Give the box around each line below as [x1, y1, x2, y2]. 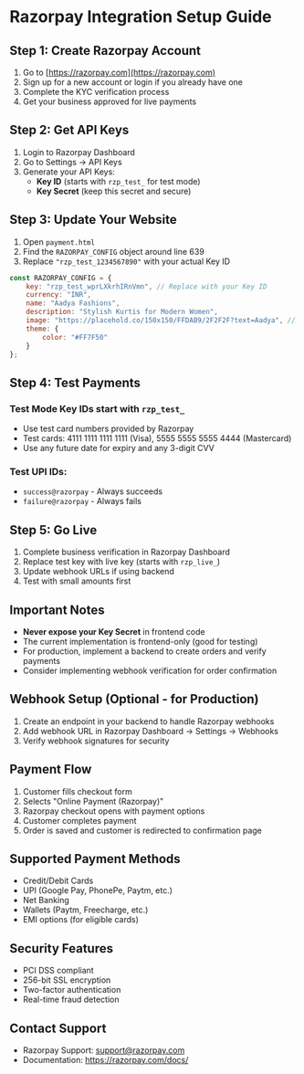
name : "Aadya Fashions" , [26, 299, 121, 308]
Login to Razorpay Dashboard [22, 146, 135, 157]
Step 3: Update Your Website [9, 212, 177, 227]
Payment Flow [9, 762, 92, 777]
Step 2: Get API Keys [9, 122, 130, 138]
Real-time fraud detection [22, 994, 121, 1006]
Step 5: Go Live [9, 522, 98, 538]
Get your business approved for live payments [22, 96, 197, 107]
